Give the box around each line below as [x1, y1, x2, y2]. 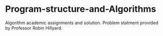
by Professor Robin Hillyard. [5, 25, 63, 31]
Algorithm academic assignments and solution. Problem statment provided [5, 20, 159, 26]
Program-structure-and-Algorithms [5, 3, 157, 15]
